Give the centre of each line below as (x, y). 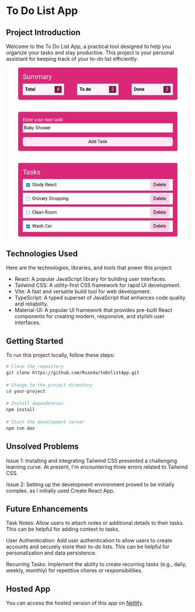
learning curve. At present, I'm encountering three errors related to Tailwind (97, 467)
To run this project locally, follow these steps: (60, 355)
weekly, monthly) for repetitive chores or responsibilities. (74, 570)
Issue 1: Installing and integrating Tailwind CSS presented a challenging (91, 460)
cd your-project (26, 391)
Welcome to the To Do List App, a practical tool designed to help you (88, 46)
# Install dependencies (35, 404)
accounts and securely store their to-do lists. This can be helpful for (88, 547)
